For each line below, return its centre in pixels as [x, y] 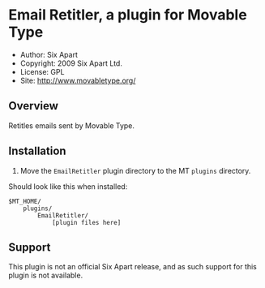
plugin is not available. [46, 275]
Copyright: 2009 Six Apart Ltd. [71, 63]
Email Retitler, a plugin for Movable [128, 15]
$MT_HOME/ [25, 201]
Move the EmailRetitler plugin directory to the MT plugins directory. [135, 170]
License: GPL [42, 71]
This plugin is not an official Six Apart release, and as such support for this [133, 267]
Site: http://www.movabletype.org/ [78, 80]
